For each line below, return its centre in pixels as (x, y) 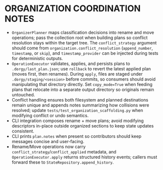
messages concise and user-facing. (48, 141)
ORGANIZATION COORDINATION (73, 9)
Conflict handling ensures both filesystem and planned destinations (80, 100)
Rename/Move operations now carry (49, 147)
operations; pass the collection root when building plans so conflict (80, 38)
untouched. (23, 95)
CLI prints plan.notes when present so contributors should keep (77, 136)
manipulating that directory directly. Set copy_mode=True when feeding (82, 84)
